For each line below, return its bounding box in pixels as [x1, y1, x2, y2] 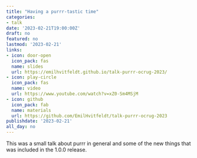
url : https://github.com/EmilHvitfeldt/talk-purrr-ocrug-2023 [11, 113, 168, 119]
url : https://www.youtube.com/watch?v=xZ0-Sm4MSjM [11, 91, 139, 97]
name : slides [11, 63, 44, 70]
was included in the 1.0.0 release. [6, 146, 87, 153]
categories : [6, 14, 35, 20]
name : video [11, 85, 41, 91]
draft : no [6, 31, 31, 37]
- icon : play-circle [6, 74, 57, 80]
